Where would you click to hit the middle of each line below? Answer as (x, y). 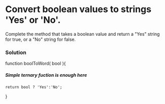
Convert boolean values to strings (78, 9)
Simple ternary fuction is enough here (46, 75)
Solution (16, 53)
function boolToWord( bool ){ (36, 64)
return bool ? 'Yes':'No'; (34, 87)
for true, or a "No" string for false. (41, 39)
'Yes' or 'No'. (33, 20)
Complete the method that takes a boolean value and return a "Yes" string (82, 34)
